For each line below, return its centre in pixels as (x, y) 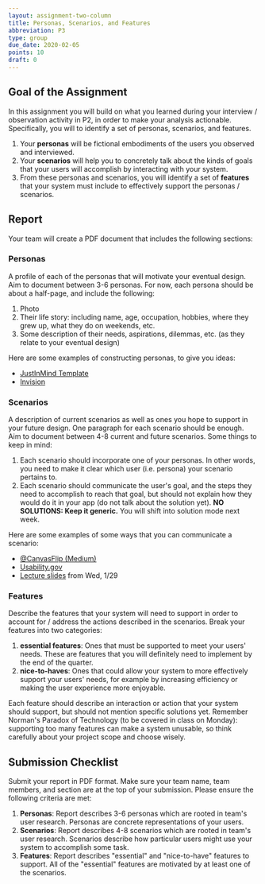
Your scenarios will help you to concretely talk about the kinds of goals (136, 161)
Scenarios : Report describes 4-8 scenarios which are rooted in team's (135, 831)
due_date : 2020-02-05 (44, 45)
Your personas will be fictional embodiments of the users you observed (137, 143)
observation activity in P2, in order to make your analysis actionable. (120, 119)
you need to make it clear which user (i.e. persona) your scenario (126, 469)
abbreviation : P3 (37, 30)
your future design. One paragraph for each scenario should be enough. (126, 428)
